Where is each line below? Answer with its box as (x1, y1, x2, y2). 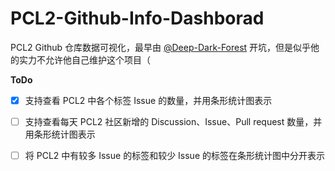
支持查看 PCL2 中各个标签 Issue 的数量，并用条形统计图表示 (24, 94, 273, 106)
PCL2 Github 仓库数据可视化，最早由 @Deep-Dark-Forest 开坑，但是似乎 (10, 41, 312, 53)
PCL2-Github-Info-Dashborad (10, 7, 265, 30)
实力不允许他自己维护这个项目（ (18, 53, 151, 66)
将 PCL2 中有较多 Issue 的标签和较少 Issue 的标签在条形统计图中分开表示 (24, 150, 325, 162)
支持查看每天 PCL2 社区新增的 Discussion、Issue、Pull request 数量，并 (24, 116, 323, 127)
